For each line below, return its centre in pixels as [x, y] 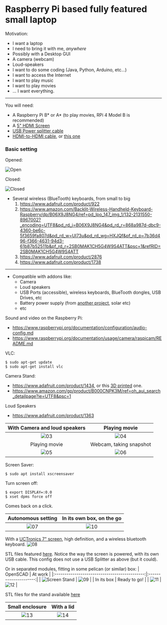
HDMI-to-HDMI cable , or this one [46, 136]
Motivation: [17, 33]
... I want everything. [33, 91]
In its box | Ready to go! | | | [128, 580]
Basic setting [21, 149]
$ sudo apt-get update [29, 363]
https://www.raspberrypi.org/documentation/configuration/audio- [80, 328]
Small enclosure [27, 607]
